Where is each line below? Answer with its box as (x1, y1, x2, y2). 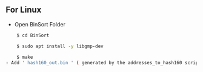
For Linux (5, 5, 42, 15)
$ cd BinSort (16, 32, 50, 38)
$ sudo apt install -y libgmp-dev (16, 43, 104, 49)
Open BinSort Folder (14, 20, 66, 28)
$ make (16, 54, 33, 61)
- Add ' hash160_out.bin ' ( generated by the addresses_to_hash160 (5, 60, 182, 66)
